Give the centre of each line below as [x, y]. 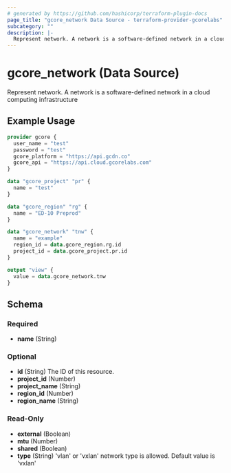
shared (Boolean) [42, 448]
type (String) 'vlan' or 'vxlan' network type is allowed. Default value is [116, 456]
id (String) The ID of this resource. [66, 372]
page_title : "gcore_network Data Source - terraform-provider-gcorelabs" [115, 20]
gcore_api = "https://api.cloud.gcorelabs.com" [83, 162]
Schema [25, 304]
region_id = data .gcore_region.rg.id [67, 245]
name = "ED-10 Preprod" [47, 213]
